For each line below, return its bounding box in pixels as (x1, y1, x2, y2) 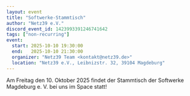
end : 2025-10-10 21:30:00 (12, 49, 84, 55)
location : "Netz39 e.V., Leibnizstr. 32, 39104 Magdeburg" (12, 60, 166, 66)
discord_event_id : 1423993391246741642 (6, 26, 108, 32)
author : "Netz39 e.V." (6, 20, 64, 26)
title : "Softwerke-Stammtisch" (6, 15, 86, 21)
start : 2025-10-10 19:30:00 (12, 43, 84, 49)
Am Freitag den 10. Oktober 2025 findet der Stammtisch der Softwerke (6, 77, 185, 84)
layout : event (6, 9, 43, 15)
